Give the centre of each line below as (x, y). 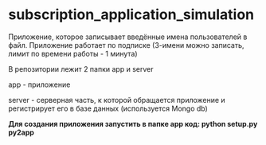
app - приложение (39, 84)
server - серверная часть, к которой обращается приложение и (117, 100)
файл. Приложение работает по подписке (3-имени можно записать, (126, 45)
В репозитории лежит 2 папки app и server (81, 69)
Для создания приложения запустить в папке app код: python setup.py (133, 123)
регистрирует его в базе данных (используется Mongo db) (108, 108)
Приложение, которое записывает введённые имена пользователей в (128, 37)
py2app (21, 132)
